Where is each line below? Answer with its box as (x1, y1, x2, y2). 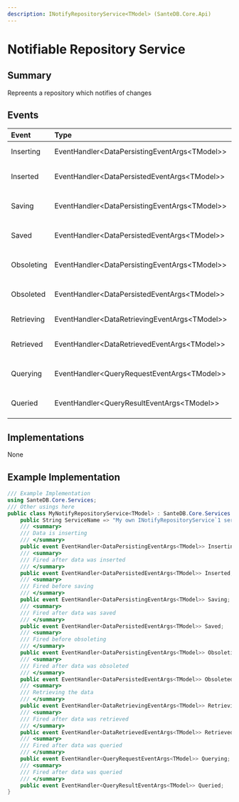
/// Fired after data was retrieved (20, 715, 129, 723)
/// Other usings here (7, 503, 75, 510)
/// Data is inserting (20, 529, 87, 537)
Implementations (7, 431, 85, 443)
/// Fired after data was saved (20, 609, 116, 616)
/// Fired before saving (20, 583, 94, 590)
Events (7, 109, 39, 121)
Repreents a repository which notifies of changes (7, 88, 152, 97)
